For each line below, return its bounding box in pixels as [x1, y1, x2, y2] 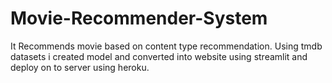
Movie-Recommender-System [10, 7, 268, 30]
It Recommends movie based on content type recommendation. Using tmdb [10, 40, 323, 52]
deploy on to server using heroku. [10, 61, 150, 73]
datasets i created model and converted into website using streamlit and [10, 50, 308, 62]
